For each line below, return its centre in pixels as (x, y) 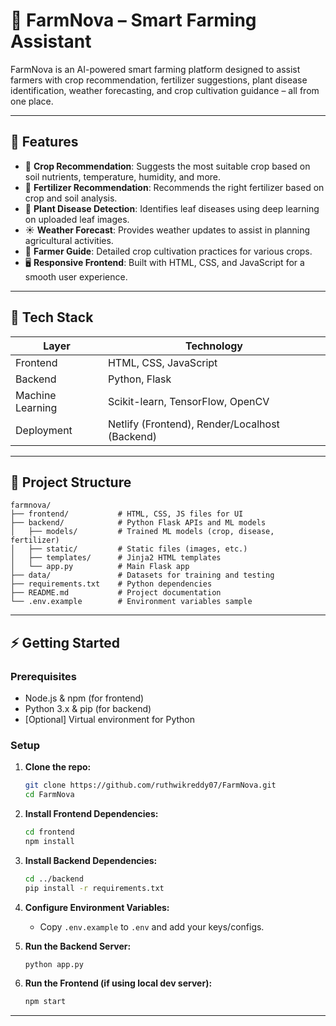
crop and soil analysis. (71, 198)
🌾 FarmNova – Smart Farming (133, 20)
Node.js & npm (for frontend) (84, 698)
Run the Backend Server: (78, 946)
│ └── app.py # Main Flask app (100, 567)
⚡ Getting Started (65, 642)
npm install (49, 841)
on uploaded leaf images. (77, 219)
